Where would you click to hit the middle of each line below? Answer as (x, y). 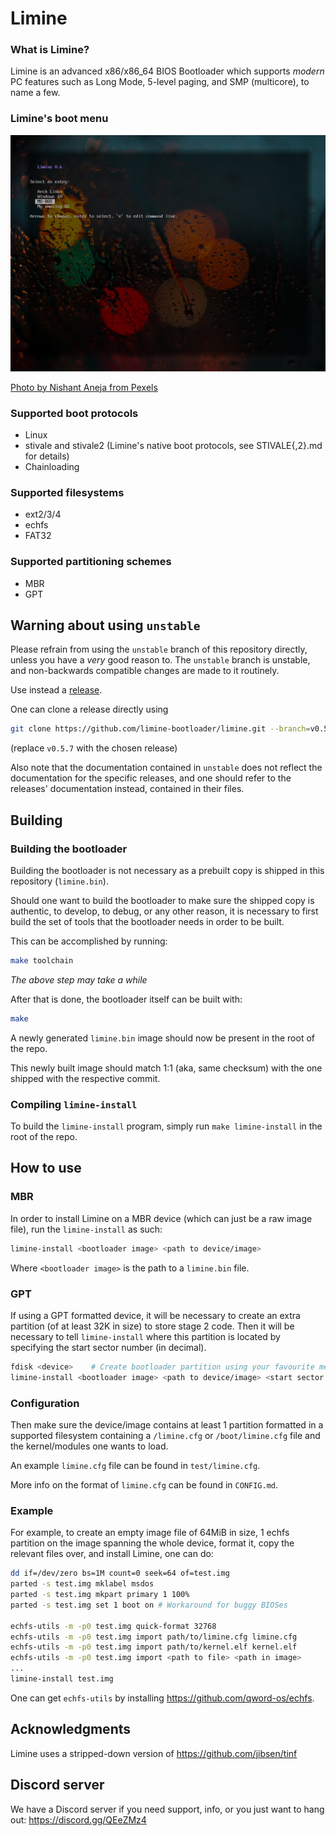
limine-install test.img (62, 1679)
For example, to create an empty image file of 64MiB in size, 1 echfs (150, 1533)
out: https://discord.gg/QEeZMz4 (78, 1819)
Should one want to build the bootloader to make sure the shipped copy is (162, 901)
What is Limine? (50, 50)
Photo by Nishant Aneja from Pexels (84, 387)
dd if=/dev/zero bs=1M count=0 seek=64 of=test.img (120, 1573)
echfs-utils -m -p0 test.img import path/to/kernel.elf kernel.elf (154, 1647)
